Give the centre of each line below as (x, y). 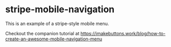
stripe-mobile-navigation (60, 9)
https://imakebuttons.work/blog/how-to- (123, 33)
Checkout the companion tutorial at (42, 33)
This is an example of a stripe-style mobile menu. (57, 24)
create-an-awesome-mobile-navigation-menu (54, 39)
